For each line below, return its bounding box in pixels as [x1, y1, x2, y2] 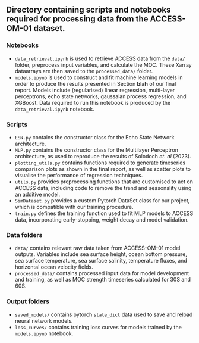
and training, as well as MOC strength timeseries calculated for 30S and [14, 276, 191, 283]
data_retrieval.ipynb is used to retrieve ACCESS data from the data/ [14, 55, 185, 62]
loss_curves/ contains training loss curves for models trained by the [14, 323, 182, 330]
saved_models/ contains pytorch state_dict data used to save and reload [14, 311, 193, 318]
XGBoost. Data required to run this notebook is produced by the [14, 99, 171, 106]
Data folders [6, 230, 43, 239]
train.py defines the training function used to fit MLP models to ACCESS [14, 210, 194, 217]
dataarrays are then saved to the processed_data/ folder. [14, 67, 153, 74]
